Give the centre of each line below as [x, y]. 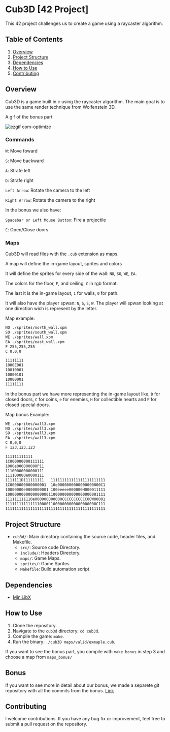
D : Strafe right [20, 180]
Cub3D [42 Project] [47, 9]
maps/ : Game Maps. [40, 558]
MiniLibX [22, 597]
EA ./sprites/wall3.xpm [30, 438]
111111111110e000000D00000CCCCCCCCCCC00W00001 [55, 499]
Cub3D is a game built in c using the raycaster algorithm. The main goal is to [85, 101]
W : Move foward [22, 150]
